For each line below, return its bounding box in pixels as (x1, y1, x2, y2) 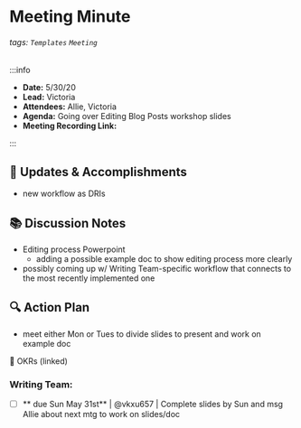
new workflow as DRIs (22, 188, 106, 200)
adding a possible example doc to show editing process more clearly (35, 254, 293, 265)
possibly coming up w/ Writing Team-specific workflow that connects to (22, 264, 292, 274)
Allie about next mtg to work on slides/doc (22, 409, 181, 420)
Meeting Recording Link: (22, 120, 118, 132)
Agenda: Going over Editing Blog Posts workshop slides (22, 111, 232, 122)
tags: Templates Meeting (9, 36, 98, 47)
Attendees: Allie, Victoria (22, 101, 118, 112)
